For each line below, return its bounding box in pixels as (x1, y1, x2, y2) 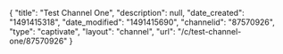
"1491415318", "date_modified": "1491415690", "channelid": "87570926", (9, 17, 275, 27)
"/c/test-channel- (177, 27, 242, 36)
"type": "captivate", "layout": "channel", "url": (9, 27, 176, 36)
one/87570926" (9, 35, 68, 46)
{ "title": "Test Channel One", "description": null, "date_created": (9, 8, 245, 18)
